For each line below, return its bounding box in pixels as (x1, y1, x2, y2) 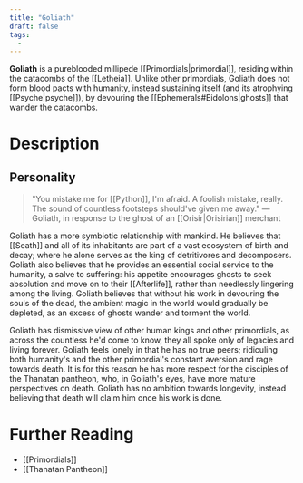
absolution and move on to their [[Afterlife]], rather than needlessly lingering (9, 278, 295, 290)
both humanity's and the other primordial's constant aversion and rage (9, 354, 274, 365)
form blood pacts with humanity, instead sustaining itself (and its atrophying (9, 82, 293, 93)
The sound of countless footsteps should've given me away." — (31, 203, 270, 214)
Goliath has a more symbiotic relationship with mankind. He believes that (9, 230, 281, 241)
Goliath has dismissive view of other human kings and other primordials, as (9, 325, 290, 336)
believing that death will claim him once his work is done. (9, 392, 223, 403)
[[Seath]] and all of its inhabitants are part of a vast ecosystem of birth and (9, 240, 288, 251)
